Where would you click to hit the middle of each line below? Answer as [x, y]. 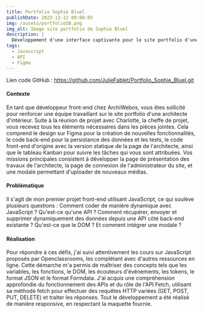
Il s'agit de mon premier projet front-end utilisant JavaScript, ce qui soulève [100, 199]
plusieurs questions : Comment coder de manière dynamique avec [89, 205]
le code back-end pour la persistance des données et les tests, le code [95, 140]
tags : [13, 46]
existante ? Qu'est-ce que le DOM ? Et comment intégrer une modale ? [94, 224]
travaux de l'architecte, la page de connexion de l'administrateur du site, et [99, 165]
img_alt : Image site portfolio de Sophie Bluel [67, 29]
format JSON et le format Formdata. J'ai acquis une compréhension [91, 278]
